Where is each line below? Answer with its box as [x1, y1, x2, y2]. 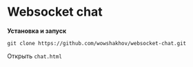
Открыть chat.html [7, 52, 62, 60]
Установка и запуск [7, 27, 67, 35]
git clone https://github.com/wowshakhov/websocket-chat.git [7, 40, 187, 46]
